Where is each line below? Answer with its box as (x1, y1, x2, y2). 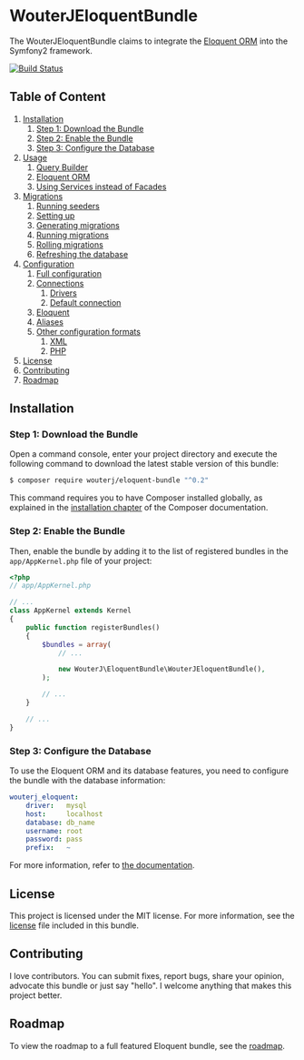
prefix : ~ (25, 843, 71, 853)
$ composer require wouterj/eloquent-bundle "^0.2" (9, 476, 209, 485)
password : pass (25, 834, 83, 844)
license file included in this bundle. (9, 920, 139, 931)
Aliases (35, 316, 64, 328)
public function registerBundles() (25, 622, 161, 632)
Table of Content (9, 89, 106, 105)
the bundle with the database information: (9, 775, 166, 786)
